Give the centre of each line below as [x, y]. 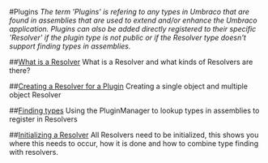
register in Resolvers [43, 119]
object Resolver [35, 95]
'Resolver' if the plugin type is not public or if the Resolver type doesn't [128, 37]
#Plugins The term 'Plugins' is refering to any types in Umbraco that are [130, 12]
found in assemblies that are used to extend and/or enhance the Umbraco [133, 20]
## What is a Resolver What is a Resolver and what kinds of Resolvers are [131, 62]
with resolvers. [34, 152]
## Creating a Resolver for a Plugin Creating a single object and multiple [128, 86]
